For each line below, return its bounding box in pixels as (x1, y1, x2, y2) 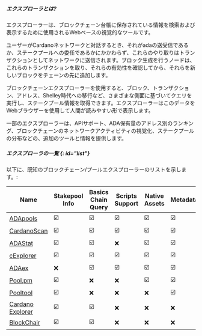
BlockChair (9, 319, 40, 327)
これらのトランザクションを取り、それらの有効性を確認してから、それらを (6, 64, 191, 71)
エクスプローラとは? (6, 5, 57, 12)
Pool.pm (9, 276, 33, 285)
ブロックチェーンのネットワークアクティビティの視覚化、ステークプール (16, 127, 194, 134)
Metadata (170, 195, 199, 204)
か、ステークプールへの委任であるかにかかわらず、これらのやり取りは (6, 49, 180, 56)
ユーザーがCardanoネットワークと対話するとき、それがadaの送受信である (6, 41, 189, 49)
